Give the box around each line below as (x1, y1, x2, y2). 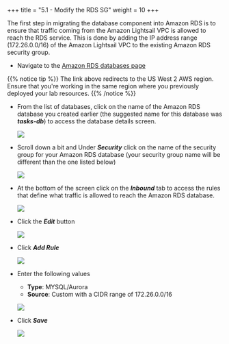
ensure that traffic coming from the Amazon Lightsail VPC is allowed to (7, 27, 206, 34)
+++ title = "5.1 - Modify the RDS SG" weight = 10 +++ (7, 6, 159, 14)
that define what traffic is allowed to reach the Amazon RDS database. (16, 191, 215, 199)
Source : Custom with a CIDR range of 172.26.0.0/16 (27, 291, 173, 298)
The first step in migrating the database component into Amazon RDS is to (7, 19, 217, 27)
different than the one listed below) (16, 158, 116, 166)
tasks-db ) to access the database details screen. (16, 117, 157, 125)
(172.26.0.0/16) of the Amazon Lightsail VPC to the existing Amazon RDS (7, 41, 211, 49)
